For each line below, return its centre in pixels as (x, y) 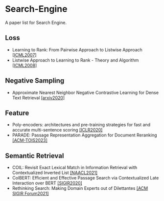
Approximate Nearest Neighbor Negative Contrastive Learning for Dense (85, 92)
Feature (17, 113)
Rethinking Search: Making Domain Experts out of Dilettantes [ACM (80, 188)
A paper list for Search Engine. (36, 22)
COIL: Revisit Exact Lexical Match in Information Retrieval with (75, 168)
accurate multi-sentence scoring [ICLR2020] (57, 130)
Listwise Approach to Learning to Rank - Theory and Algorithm (75, 60)
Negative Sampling (35, 81)
